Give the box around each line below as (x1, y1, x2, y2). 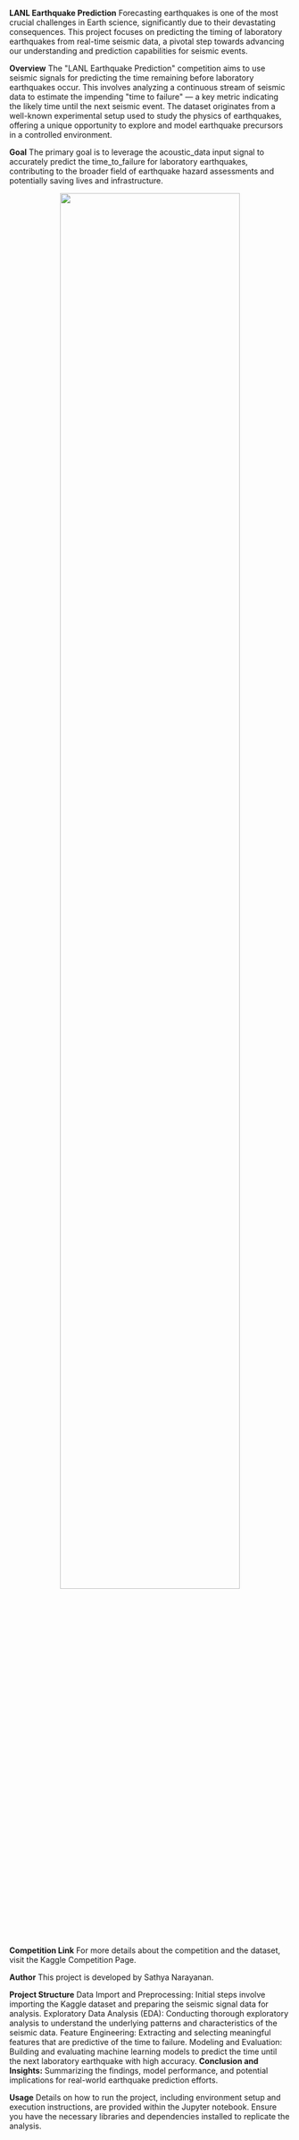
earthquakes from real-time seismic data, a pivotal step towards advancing (9, 36, 285, 47)
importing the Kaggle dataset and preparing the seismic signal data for (9, 1999, 270, 2009)
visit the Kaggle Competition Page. (9, 1955, 137, 1965)
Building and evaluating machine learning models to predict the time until (9, 2046, 278, 2057)
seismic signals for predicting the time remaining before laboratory (9, 72, 254, 83)
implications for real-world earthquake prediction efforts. (9, 2075, 219, 2085)
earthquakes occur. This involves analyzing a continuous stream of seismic (9, 82, 286, 92)
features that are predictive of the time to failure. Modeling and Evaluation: (9, 2037, 283, 2047)
